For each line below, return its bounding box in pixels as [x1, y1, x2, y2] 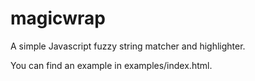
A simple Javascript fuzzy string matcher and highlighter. [10, 40, 246, 52]
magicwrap [10, 7, 106, 30]
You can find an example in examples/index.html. [10, 59, 213, 71]
